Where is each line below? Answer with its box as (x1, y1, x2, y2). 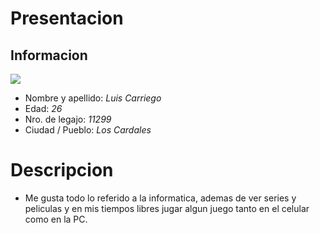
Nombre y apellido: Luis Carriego (24, 92, 162, 104)
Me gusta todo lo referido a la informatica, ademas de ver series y (24, 192, 297, 204)
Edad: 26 (24, 103, 63, 114)
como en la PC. (24, 213, 88, 225)
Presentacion (10, 7, 124, 30)
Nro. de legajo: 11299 (24, 113, 112, 125)
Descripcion (10, 159, 114, 182)
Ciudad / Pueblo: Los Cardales (24, 124, 152, 136)
